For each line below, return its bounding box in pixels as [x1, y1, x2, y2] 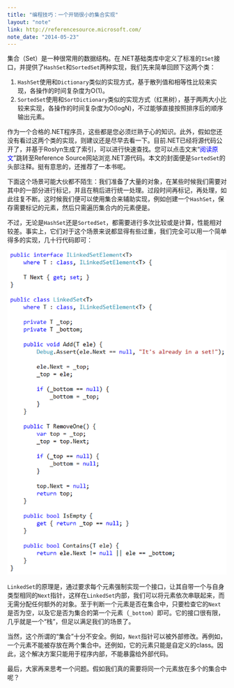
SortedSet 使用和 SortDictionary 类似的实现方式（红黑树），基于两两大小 [17, 95, 221, 104]
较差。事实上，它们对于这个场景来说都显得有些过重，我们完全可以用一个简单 [7, 227, 227, 235]
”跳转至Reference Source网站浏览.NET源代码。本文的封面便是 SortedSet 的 [13, 154, 226, 162]
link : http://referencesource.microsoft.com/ [7, 26, 141, 33]
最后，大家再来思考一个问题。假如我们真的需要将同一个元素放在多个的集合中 [7, 664, 227, 673]
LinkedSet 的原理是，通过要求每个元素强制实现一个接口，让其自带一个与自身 [7, 582, 225, 590]
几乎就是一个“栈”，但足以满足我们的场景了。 [7, 617, 135, 625]
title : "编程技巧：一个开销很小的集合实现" [7, 11, 118, 18]
